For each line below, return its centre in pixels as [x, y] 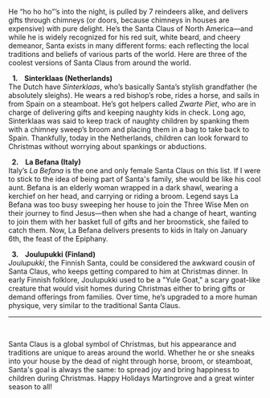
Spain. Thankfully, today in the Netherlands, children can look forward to [129, 138]
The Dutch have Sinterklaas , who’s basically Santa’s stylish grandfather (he [133, 87]
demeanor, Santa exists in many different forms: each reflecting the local [129, 46]
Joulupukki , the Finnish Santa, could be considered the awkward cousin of [132, 263]
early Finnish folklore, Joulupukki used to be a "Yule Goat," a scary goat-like [135, 280]
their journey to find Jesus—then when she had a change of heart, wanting [133, 213]
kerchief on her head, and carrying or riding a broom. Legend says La [123, 196]
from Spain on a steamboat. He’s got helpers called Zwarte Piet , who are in [132, 104]
